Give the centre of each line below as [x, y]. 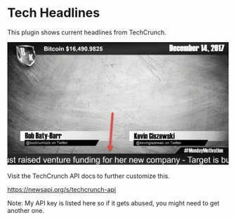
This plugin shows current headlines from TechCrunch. [87, 32]
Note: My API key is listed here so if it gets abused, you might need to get [113, 203]
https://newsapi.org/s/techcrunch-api [62, 189]
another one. [26, 210]
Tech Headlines [54, 13]
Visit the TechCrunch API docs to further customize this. [88, 176]
